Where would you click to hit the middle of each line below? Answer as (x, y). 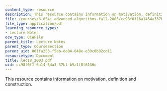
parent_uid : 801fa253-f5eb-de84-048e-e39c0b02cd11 (59, 51)
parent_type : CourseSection (34, 46)
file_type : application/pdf (34, 23)
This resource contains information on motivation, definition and (71, 79)
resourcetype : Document (30, 56)
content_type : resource (30, 10)
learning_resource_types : (32, 28)
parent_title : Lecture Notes (35, 42)
